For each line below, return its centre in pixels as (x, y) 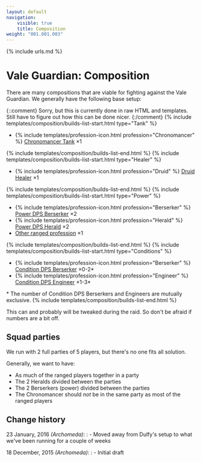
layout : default (26, 12)
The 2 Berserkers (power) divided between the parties (82, 388)
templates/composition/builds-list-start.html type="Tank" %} (82, 124)
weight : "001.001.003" (35, 34)
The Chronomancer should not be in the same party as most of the (97, 394)
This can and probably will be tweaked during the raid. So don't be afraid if (99, 312)
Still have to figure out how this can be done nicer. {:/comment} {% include (99, 117)
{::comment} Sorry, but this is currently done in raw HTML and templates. (97, 111)
